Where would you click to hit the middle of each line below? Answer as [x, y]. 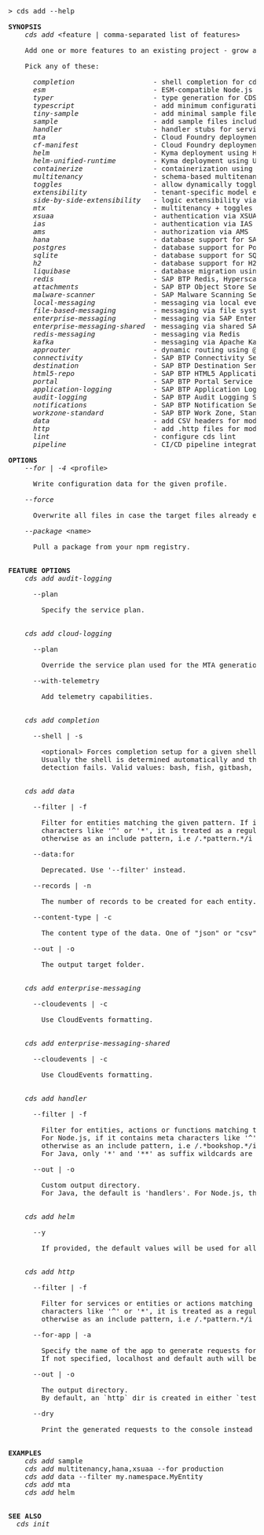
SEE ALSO [25, 1516]
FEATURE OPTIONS [39, 571]
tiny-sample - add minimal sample [134, 113]
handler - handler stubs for [132, 129]
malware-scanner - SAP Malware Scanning [139, 295]
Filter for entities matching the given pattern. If [145, 823]
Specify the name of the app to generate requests [141, 1351]
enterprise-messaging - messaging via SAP [132, 318]
